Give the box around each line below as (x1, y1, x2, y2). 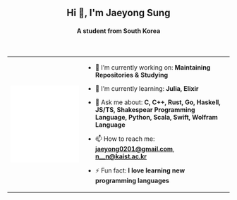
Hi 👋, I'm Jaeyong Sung (66, 7, 171, 19)
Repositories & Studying (95, 71, 169, 80)
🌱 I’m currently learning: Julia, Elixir (95, 85, 199, 93)
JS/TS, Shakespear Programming (95, 106, 195, 114)
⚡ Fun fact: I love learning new (95, 166, 186, 175)
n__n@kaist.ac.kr (95, 152, 147, 161)
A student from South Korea (76, 26, 161, 35)
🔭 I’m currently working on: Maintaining (95, 63, 211, 72)
